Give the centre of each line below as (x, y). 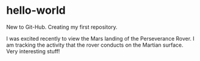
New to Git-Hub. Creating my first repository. (62, 27)
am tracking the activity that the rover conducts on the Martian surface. (95, 45)
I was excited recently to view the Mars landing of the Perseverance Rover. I (100, 38)
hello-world (36, 10)
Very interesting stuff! (33, 51)
